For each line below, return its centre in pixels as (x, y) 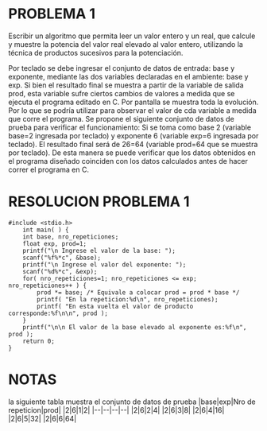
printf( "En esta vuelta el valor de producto (115, 306)
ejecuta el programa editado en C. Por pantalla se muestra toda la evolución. (133, 102)
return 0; (39, 341)
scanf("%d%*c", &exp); (60, 271)
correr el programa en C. (49, 169)
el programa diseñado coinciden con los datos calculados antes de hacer (128, 161)
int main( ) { (46, 230)
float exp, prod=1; (55, 243)
